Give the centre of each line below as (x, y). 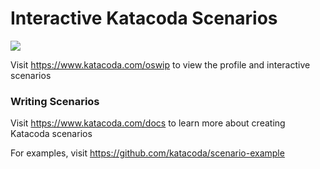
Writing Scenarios (55, 101)
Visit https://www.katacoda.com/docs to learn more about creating (148, 123)
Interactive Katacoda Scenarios (144, 18)
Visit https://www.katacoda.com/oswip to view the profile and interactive (160, 64)
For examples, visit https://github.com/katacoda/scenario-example (147, 153)
